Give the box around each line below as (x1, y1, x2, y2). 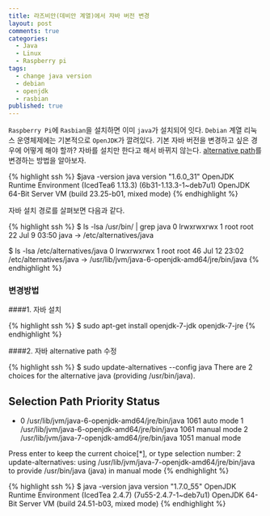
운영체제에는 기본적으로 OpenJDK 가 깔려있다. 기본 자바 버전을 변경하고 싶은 (16, 135, 249, 146)
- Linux (15, 49, 42, 57)
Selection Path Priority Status (8, 394, 160, 408)
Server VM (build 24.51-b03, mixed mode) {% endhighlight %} (19, 499, 226, 509)
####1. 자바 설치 (8, 305, 62, 315)
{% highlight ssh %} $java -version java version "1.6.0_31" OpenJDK (8, 171, 234, 182)
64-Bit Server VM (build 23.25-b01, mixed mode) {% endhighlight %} (8, 189, 238, 199)
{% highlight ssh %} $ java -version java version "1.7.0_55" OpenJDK (8, 482, 237, 492)
